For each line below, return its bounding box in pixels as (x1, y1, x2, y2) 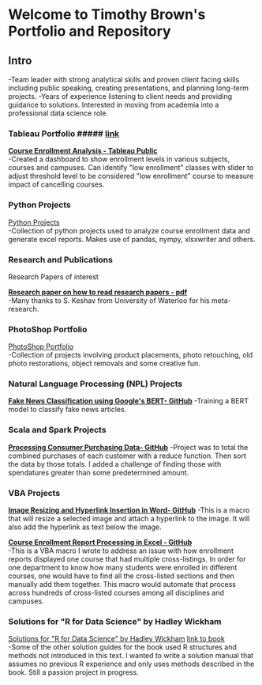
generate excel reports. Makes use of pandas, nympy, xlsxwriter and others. (8, 234, 256, 244)
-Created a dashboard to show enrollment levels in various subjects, (8, 154, 230, 164)
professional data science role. (8, 108, 109, 118)
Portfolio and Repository (8, 22, 171, 40)
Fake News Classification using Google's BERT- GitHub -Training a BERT (8, 396, 249, 406)
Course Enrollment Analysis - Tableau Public (8, 146, 158, 156)
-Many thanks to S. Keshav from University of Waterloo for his (8, 295, 211, 305)
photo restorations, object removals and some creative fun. (8, 358, 200, 369)
